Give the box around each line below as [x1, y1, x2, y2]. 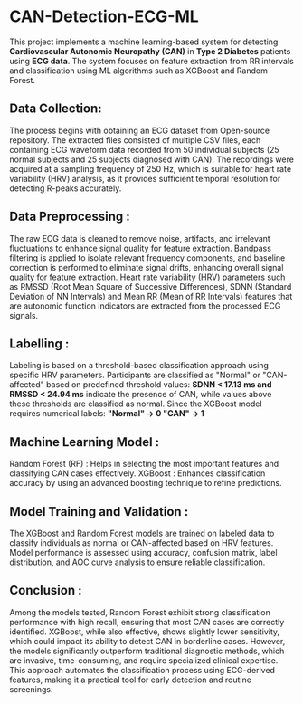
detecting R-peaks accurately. [9, 183, 122, 194]
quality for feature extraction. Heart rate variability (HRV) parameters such [9, 271, 286, 282]
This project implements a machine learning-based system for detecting [9, 36, 279, 47]
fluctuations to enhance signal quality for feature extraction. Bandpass [9, 243, 271, 253]
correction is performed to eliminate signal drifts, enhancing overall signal [9, 262, 284, 272]
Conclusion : [9, 583, 82, 598]
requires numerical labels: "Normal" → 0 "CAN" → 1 [9, 408, 205, 419]
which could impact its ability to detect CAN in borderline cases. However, [9, 635, 286, 646]
